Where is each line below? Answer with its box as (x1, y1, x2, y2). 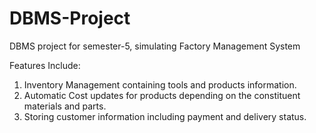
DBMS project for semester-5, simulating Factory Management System (9, 40, 301, 52)
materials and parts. (23, 100, 107, 112)
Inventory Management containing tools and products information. (23, 78, 297, 91)
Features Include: (9, 59, 81, 71)
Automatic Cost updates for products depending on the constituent (23, 89, 301, 101)
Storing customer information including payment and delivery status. (23, 110, 307, 122)
